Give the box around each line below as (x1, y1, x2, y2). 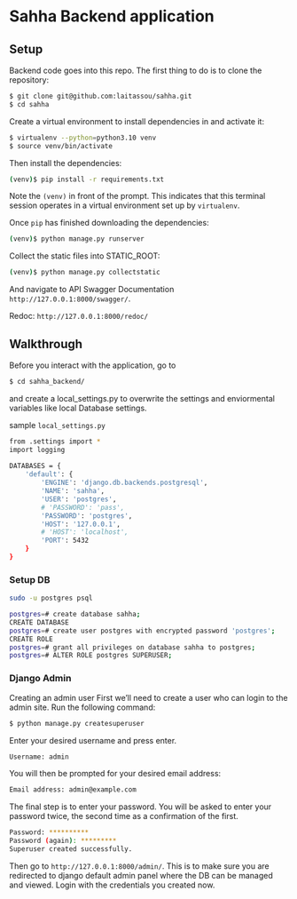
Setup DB (9, 573, 51, 585)
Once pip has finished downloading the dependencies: (9, 218, 210, 228)
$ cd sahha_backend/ (9, 377, 86, 386)
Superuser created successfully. (9, 845, 133, 854)
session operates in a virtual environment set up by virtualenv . (9, 200, 240, 211)
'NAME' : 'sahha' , (41, 487, 105, 496)
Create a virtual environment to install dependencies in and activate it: (9, 115, 264, 126)
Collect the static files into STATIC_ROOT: (9, 251, 160, 261)
